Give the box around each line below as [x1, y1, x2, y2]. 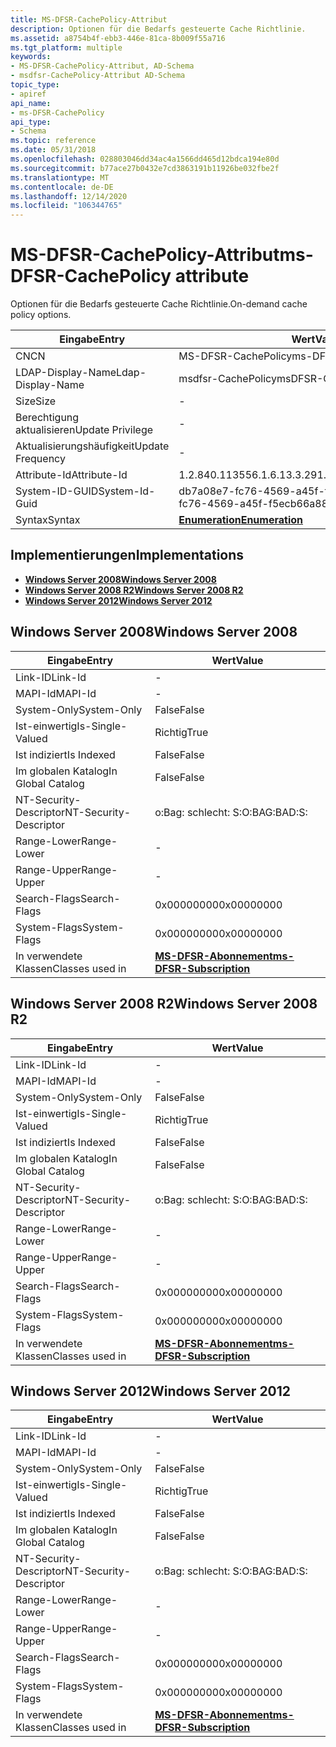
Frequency [15, 452, 66, 466]
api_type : [10, 117, 52, 127]
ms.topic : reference [10, 136, 97, 146]
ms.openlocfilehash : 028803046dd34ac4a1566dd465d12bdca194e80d [10, 154, 280, 164]
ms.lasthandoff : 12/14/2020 [10, 191, 128, 201]
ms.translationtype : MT [10, 172, 110, 183]
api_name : [10, 98, 52, 108]
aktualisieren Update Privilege [15, 423, 154, 437]
